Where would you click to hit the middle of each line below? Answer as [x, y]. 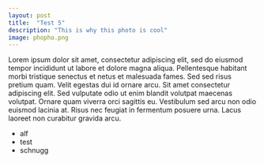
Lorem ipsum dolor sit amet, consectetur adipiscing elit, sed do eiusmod [126, 60]
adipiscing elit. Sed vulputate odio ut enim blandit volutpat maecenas [121, 93]
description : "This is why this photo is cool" [88, 30]
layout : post [30, 15]
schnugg [34, 150]
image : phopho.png [38, 37]
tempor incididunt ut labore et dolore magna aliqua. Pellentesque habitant [128, 69]
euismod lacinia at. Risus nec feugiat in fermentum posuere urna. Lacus [125, 110]
